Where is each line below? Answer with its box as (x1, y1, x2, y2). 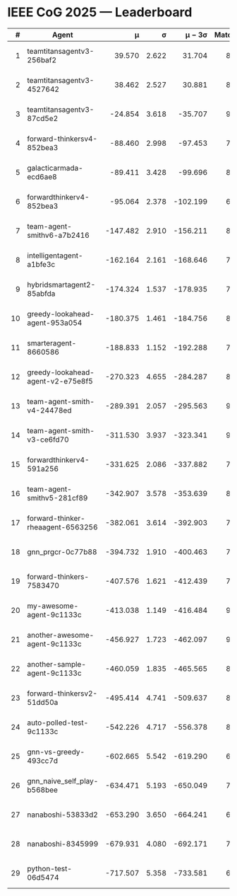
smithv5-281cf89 (27, 493, 88, 502)
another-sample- (27, 659, 87, 669)
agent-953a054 (27, 318, 83, 328)
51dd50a (27, 697, 59, 707)
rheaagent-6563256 (27, 522, 98, 532)
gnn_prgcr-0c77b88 (27, 546, 97, 556)
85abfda (27, 288, 56, 298)
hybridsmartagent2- (27, 280, 96, 289)
